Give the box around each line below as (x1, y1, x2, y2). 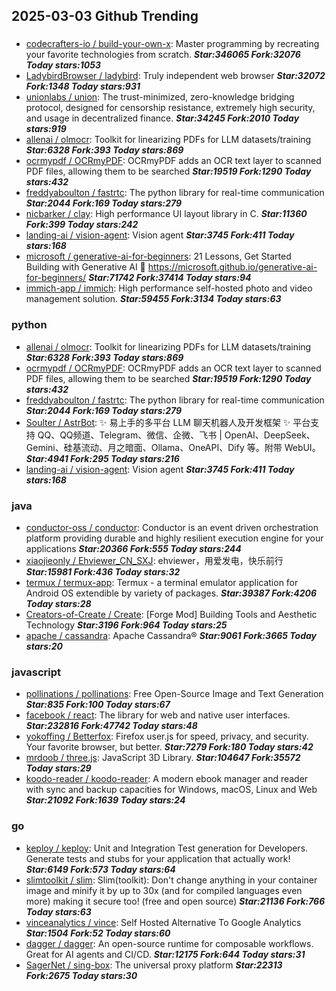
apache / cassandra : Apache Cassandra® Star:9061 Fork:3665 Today (25, 629, 318, 641)
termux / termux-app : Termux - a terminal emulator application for (25, 576, 299, 588)
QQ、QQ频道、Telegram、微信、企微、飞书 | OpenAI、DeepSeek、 (37, 429, 316, 441)
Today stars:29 (25, 762, 92, 774)
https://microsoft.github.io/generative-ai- (147, 261, 318, 273)
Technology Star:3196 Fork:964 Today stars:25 (25, 619, 228, 631)
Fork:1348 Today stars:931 (25, 80, 141, 93)
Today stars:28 (25, 597, 92, 609)
